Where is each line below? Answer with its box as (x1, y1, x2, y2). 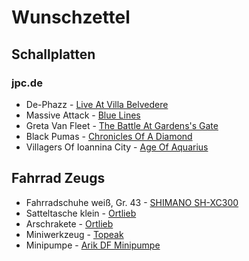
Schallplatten (11, 46, 96, 63)
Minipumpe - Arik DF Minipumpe (25, 239, 161, 251)
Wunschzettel (11, 6, 131, 29)
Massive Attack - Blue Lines (25, 109, 141, 121)
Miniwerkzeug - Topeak (25, 228, 124, 240)
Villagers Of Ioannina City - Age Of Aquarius (25, 141, 209, 153)
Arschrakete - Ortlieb (25, 217, 114, 230)
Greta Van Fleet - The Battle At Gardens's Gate (25, 119, 219, 131)
